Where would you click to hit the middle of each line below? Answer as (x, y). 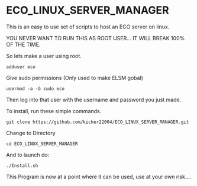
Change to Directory (31, 133)
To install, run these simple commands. (54, 111)
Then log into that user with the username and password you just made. (94, 100)
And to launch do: (28, 155)
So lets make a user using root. (44, 56)
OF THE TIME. (23, 44)
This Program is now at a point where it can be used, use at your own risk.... (98, 177)
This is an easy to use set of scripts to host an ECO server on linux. (88, 27)
